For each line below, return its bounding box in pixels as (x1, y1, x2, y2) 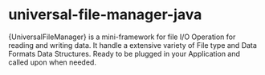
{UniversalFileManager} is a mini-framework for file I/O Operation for (8, 32, 236, 41)
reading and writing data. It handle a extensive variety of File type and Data (8, 40, 257, 49)
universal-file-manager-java (8, 6, 202, 24)
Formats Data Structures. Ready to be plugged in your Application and (8, 49, 241, 58)
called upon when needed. (8, 57, 96, 67)
